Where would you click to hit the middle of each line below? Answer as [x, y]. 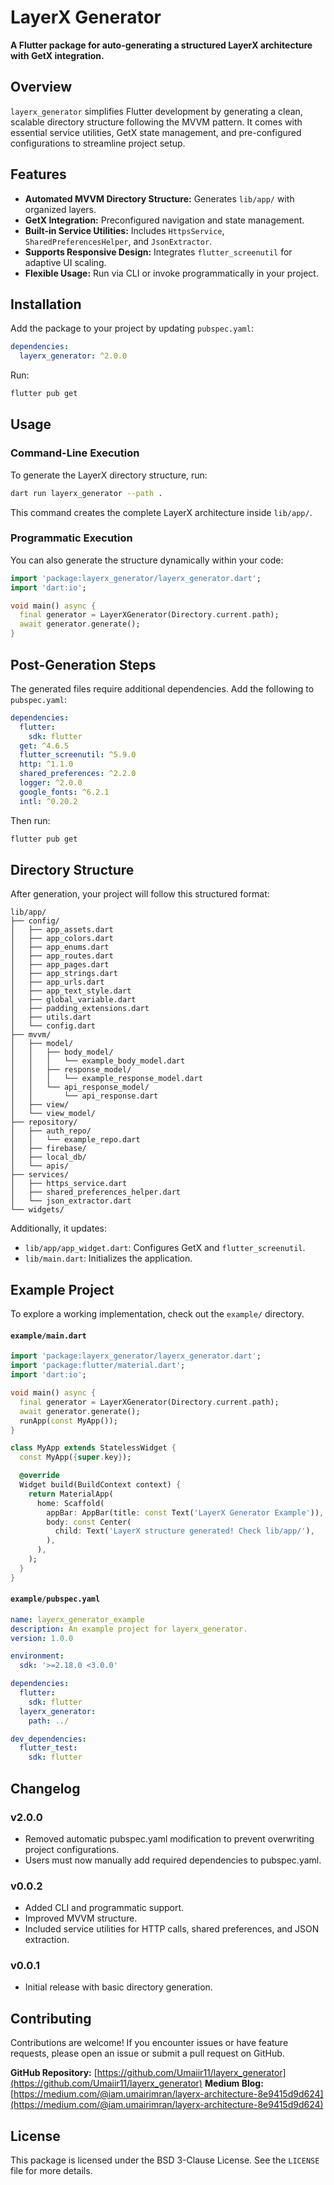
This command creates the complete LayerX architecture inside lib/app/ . [161, 512]
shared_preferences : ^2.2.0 [78, 774]
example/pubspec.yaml [55, 1599]
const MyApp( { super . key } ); [75, 1457]
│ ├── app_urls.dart [57, 982]
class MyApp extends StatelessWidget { [93, 1448]
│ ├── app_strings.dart [64, 974]
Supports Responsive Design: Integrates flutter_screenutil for [158, 252]
